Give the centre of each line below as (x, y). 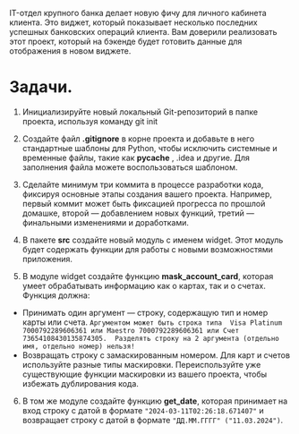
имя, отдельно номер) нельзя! (79, 346)
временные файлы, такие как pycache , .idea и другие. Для (136, 157)
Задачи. (41, 87)
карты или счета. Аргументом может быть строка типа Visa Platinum (152, 322)
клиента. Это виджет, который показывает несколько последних (133, 22)
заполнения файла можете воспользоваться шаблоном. (130, 167)
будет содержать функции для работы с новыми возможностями (147, 249)
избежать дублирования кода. (80, 383)
